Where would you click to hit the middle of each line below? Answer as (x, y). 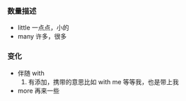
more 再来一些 (39, 90)
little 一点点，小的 (43, 28)
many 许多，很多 (42, 36)
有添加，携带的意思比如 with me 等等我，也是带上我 (103, 81)
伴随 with (31, 73)
